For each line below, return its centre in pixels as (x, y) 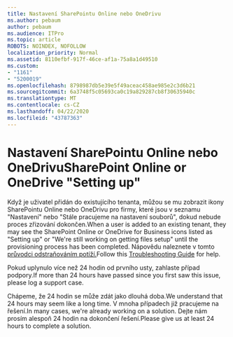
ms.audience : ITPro (36, 33)
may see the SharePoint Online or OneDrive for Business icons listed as (110, 231)
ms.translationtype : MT (42, 99)
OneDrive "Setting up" (74, 182)
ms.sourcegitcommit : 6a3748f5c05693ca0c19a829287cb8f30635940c (101, 92)
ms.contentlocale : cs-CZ (43, 105)
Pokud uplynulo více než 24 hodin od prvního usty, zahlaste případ (104, 268)
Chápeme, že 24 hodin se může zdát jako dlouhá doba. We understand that (115, 296)
